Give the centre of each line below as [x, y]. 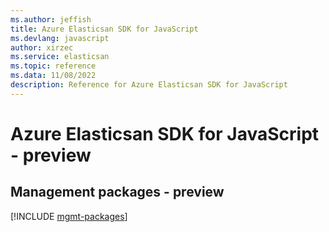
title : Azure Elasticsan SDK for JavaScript [104, 29]
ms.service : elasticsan [60, 57]
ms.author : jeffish [51, 19]
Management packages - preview [117, 192]
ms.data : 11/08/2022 [53, 76]
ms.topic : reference [53, 66]
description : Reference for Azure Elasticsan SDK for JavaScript [149, 85]
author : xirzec [42, 47]
